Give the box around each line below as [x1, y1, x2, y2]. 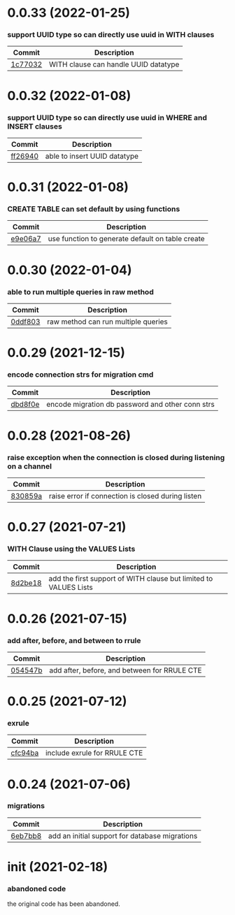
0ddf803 [10, 317, 41, 326]
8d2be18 [10, 578, 42, 588]
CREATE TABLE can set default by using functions [7, 204, 180, 214]
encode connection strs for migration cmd [7, 370, 154, 380]
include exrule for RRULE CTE [45, 748, 143, 758]
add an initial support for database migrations [48, 830, 198, 840]
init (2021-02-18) [7, 859, 108, 875]
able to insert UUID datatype [45, 151, 138, 161]
